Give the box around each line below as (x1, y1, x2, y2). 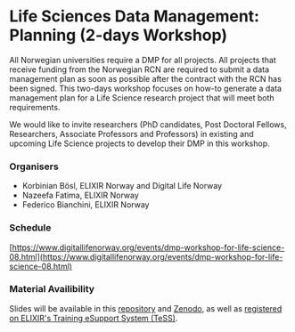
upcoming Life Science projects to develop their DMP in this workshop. (9, 138, 270, 149)
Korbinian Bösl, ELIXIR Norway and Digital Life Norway (21, 181, 223, 191)
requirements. (9, 101, 61, 112)
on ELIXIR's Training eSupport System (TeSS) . (9, 312, 178, 323)
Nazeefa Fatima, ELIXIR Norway (21, 190, 140, 201)
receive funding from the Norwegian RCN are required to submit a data (9, 64, 270, 75)
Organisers (9, 160, 60, 173)
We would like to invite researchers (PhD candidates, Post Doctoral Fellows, (9, 118, 287, 130)
